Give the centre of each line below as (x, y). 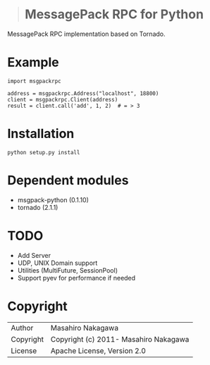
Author (22, 328)
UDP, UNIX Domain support (57, 263)
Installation (41, 134)
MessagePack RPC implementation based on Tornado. (86, 34)
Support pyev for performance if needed (76, 278)
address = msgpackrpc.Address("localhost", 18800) (83, 93)
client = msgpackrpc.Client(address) (63, 99)
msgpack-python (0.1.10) (53, 199)
